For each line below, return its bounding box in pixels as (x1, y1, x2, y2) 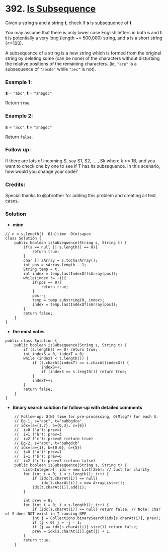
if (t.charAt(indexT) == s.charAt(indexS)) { (32, 360, 129, 365)
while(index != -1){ (23, 276, 66, 281)
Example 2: (5, 112, 33, 119)
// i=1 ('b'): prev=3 (14, 432, 62, 437)
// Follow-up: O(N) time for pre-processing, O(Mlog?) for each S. (14, 414, 158, 419)
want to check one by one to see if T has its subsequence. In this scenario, (5, 163, 160, 169)
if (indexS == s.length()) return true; (41, 369, 127, 375)
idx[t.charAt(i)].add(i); (32, 485, 87, 490)
